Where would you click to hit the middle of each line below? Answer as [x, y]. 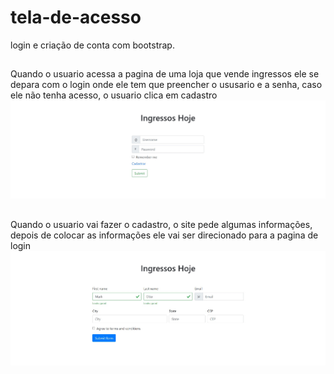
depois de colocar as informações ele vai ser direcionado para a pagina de [164, 235]
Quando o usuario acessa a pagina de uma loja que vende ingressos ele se [165, 74]
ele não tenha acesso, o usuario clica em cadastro [114, 95]
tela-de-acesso [76, 17]
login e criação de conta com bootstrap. [92, 45]
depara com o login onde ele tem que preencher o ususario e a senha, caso [166, 85]
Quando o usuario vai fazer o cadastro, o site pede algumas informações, [161, 224]
